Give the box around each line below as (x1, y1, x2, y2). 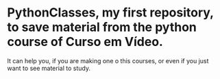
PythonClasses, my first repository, (7, 5, 214, 21)
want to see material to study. (7, 64, 91, 72)
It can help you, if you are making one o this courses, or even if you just (7, 56, 209, 65)
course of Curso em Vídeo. (7, 34, 163, 49)
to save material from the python (7, 19, 197, 35)
